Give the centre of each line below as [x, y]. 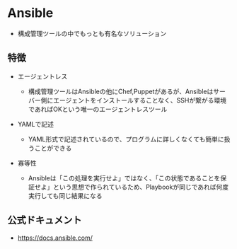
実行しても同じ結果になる [65, 195]
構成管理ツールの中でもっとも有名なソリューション [92, 33]
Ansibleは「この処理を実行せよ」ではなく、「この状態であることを [124, 178]
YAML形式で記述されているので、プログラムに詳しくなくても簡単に [126, 139]
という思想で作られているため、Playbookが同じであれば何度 [141, 187]
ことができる [53, 148]
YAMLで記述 [36, 124]
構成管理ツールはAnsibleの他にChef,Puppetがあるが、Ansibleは [121, 91]
